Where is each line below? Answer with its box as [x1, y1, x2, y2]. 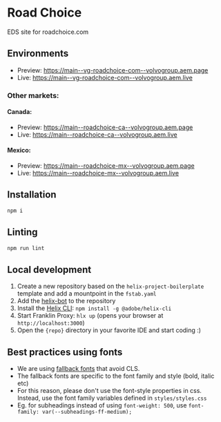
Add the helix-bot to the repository [17, 297, 116, 305]
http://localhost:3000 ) [17, 319, 85, 327]
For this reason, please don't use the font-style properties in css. [17, 387, 202, 395]
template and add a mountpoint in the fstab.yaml [17, 289, 157, 298]
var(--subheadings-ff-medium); [42, 409, 133, 416]
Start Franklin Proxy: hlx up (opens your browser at [17, 311, 164, 320]
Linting [7, 227, 38, 238]
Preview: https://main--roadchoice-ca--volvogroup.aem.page [17, 123, 193, 131]
